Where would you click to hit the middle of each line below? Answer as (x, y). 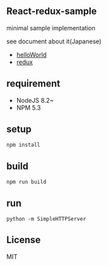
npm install (23, 145)
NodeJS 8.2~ (35, 100)
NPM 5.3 (29, 108)
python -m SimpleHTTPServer (46, 219)
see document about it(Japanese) (54, 41)
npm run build (27, 182)
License (24, 240)
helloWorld (31, 54)
